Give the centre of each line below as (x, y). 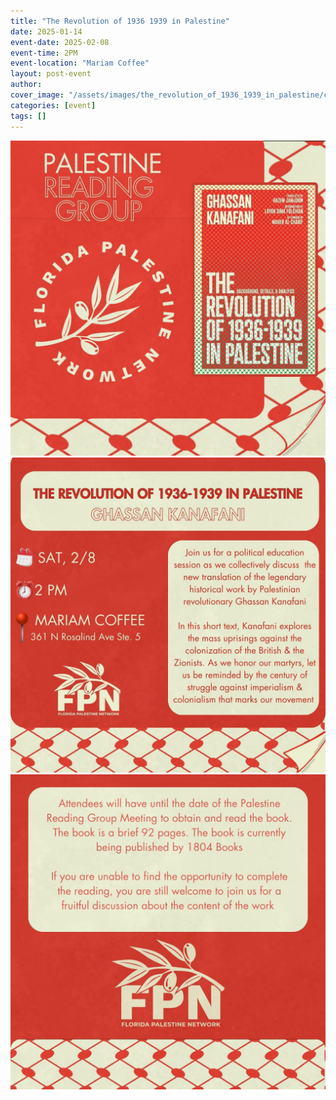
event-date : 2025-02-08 (60, 42)
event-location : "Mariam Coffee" (80, 63)
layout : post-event (51, 74)
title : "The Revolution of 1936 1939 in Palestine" (120, 21)
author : (26, 85)
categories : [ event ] (53, 105)
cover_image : (37, 95)
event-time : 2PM (44, 53)
